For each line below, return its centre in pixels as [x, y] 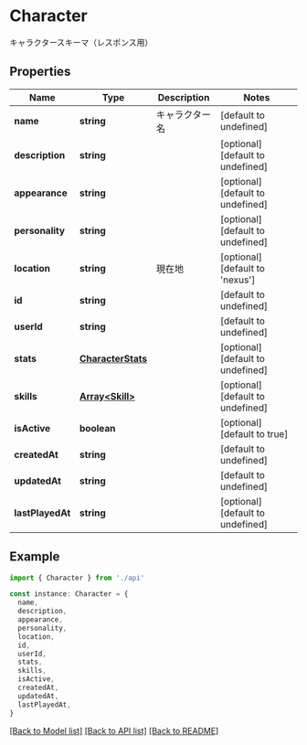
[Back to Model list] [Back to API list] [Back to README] [114, 730]
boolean [97, 428]
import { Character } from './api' [77, 578]
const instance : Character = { [69, 594]
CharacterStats [113, 358]
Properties [40, 72]
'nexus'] [238, 280]
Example [35, 557]
